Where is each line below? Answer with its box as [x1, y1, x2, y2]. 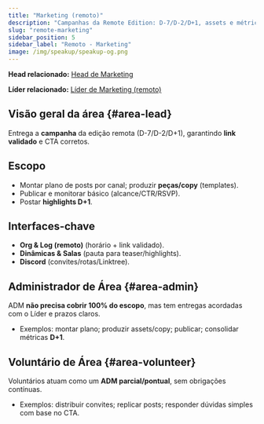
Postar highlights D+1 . [19, 197, 93, 207]
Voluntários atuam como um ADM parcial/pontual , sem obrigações [8, 376, 226, 386]
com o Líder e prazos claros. [8, 309, 101, 319]
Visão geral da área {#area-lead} [8, 108, 173, 121]
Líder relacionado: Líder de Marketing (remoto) [8, 85, 162, 94]
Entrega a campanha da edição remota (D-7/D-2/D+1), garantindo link [8, 128, 236, 137]
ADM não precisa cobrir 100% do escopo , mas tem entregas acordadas [8, 301, 243, 310]
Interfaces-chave [8, 220, 96, 233]
